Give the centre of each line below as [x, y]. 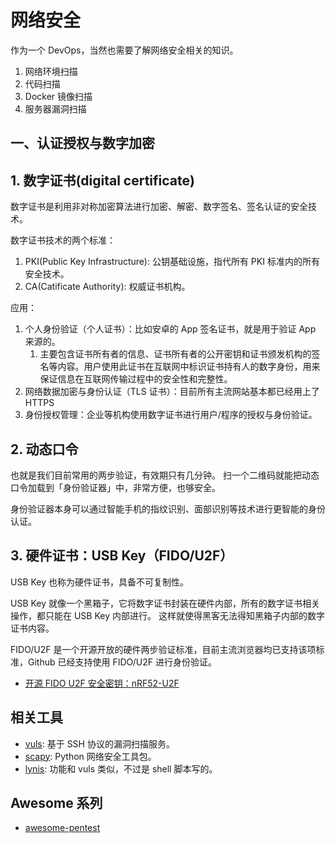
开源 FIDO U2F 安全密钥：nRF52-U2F [102, 683]
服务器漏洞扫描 [55, 108]
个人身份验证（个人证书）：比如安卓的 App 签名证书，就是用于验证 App [170, 329]
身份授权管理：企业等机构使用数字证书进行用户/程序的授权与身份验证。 [171, 415]
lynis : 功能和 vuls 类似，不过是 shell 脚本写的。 [121, 768]
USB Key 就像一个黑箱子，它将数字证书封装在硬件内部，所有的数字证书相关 [165, 603]
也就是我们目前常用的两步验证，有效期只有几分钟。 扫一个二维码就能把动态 [165, 475]
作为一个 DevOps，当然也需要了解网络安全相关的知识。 [124, 50]
